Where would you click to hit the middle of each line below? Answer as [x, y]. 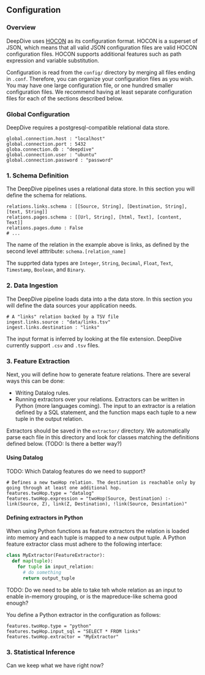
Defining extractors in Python [45, 518]
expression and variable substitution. [53, 60]
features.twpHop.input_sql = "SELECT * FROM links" [73, 631]
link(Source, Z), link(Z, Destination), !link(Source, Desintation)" [97, 504]
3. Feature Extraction [38, 361]
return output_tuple [49, 578]
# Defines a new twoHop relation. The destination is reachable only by [101, 483]
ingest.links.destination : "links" [53, 327]
